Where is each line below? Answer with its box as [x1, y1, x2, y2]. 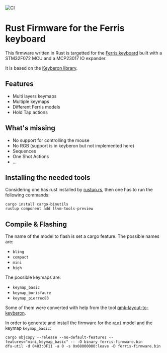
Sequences [12, 148, 36, 154]
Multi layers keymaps [12, 93, 57, 99]
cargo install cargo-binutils [5, 202, 69, 207]
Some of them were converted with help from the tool [5, 305, 117, 311]
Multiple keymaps [12, 98, 49, 105]
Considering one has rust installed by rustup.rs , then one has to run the [5, 187, 153, 193]
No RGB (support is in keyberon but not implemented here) [12, 142, 135, 148]
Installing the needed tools [5, 173, 91, 182]
